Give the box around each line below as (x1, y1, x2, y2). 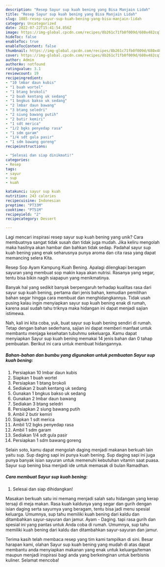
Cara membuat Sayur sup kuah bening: (5, 474, 88, 480)
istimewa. (5, 310, 25, 316)
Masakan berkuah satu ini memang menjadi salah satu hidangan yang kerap (5, 496, 159, 502)
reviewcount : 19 (5, 71, 39, 76)
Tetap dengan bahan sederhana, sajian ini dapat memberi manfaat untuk (5, 325, 152, 331)
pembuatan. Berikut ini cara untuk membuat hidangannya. (5, 341, 122, 347)
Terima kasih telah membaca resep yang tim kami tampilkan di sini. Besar (5, 537, 153, 542)
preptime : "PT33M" (5, 203, 43, 207)
